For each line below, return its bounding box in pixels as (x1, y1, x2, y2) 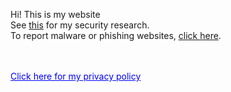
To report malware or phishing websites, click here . (10, 30, 222, 41)
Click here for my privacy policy (10, 70, 142, 82)
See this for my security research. (10, 19, 150, 31)
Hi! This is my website (10, 9, 101, 20)
